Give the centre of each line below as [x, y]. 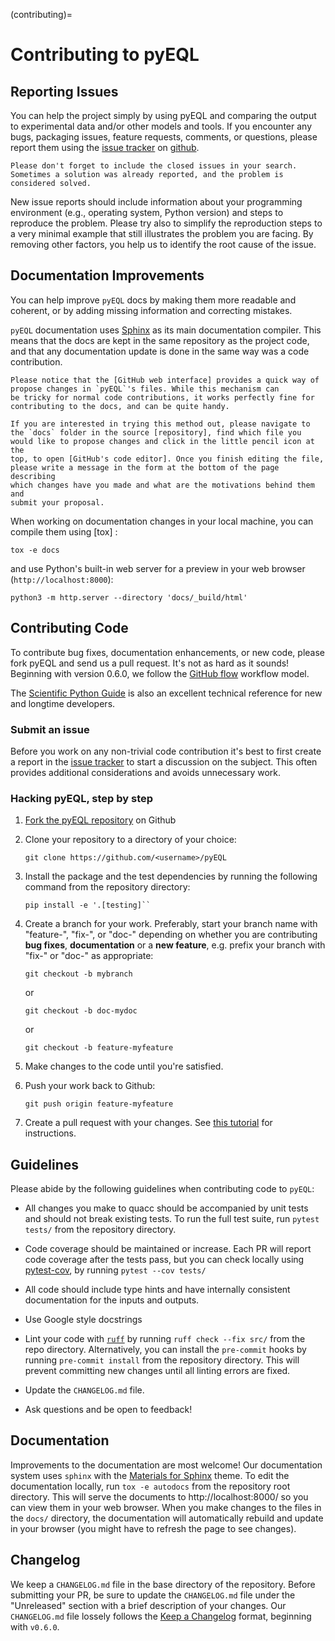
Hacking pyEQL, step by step [82, 798]
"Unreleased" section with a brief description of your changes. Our [148, 1605]
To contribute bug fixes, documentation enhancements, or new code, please [167, 652]
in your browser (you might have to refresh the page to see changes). [153, 1528]
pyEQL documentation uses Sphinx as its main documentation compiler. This [166, 330]
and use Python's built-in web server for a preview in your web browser [158, 568]
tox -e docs [35, 550]
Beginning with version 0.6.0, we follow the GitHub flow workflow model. [160, 673]
